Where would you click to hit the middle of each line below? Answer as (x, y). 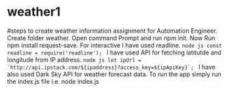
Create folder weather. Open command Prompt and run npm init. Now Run (111, 37)
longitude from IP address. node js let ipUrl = (75, 59)
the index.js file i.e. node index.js (53, 81)
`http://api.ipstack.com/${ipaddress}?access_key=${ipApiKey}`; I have (111, 67)
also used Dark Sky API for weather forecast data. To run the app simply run (114, 74)
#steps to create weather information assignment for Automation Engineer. (112, 31)
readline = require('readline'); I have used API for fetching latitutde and (114, 52)
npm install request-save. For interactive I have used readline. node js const (114, 45)
